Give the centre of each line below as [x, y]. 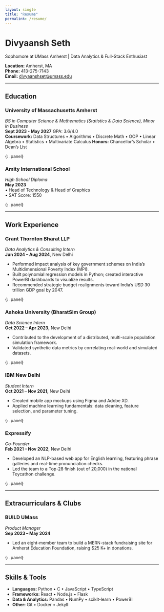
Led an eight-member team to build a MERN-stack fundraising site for [82, 543]
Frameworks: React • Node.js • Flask [50, 594]
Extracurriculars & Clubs [43, 504]
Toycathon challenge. [34, 474]
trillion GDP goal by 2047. [38, 290]
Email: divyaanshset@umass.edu [39, 76]
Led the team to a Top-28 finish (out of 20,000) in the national [74, 469]
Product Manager [23, 528]
